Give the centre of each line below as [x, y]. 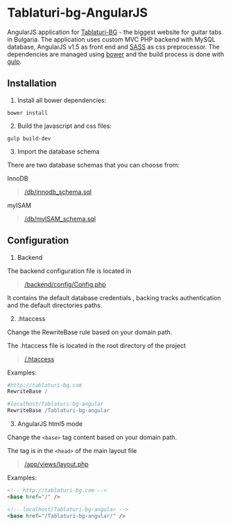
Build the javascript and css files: [65, 126]
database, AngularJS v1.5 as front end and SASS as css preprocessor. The [113, 47]
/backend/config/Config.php [65, 284]
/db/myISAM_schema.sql [60, 219]
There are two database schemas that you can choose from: [94, 165]
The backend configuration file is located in [69, 271]
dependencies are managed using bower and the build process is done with [115, 54]
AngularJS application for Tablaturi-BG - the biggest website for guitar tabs [114, 32]
